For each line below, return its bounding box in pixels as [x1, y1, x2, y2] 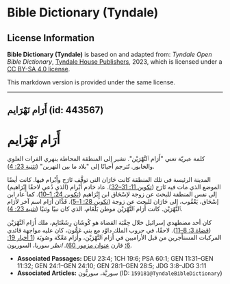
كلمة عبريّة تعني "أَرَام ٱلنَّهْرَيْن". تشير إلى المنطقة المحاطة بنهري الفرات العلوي [7, 154, 205, 163]
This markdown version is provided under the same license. [7, 78, 176, 86]
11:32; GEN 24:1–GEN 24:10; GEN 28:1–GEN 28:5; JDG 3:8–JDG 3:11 [16, 262, 207, 270]
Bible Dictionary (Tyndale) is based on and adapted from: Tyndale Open [7, 50, 212, 58]
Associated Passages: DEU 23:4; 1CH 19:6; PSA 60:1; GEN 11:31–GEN [16, 255, 214, 263]
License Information [7, 32, 94, 44]
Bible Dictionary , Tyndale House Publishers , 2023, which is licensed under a [7, 58, 222, 66]
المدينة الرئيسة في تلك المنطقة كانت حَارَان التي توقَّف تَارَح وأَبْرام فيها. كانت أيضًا [7, 176, 211, 184]
